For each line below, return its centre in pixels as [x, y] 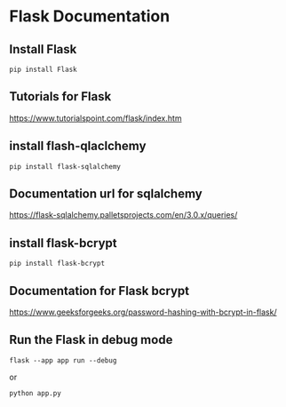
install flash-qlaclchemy [78, 146]
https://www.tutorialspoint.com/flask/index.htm [95, 118]
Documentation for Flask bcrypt [99, 291]
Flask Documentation [90, 16]
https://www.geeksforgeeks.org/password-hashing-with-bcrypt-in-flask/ [143, 312]
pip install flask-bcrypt [57, 264]
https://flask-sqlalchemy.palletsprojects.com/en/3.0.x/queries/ [123, 215]
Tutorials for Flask [60, 96]
